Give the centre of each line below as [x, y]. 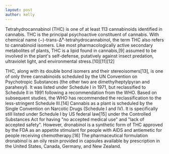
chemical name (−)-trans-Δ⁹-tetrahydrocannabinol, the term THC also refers [84, 40]
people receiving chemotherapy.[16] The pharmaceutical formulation [76, 135]
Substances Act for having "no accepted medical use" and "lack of [75, 119]
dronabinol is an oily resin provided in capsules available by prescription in [82, 141]
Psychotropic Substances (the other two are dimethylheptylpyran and [77, 82]
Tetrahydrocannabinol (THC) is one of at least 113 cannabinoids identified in [84, 29]
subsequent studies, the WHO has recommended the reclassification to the [83, 98]
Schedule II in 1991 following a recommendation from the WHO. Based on [81, 92]
